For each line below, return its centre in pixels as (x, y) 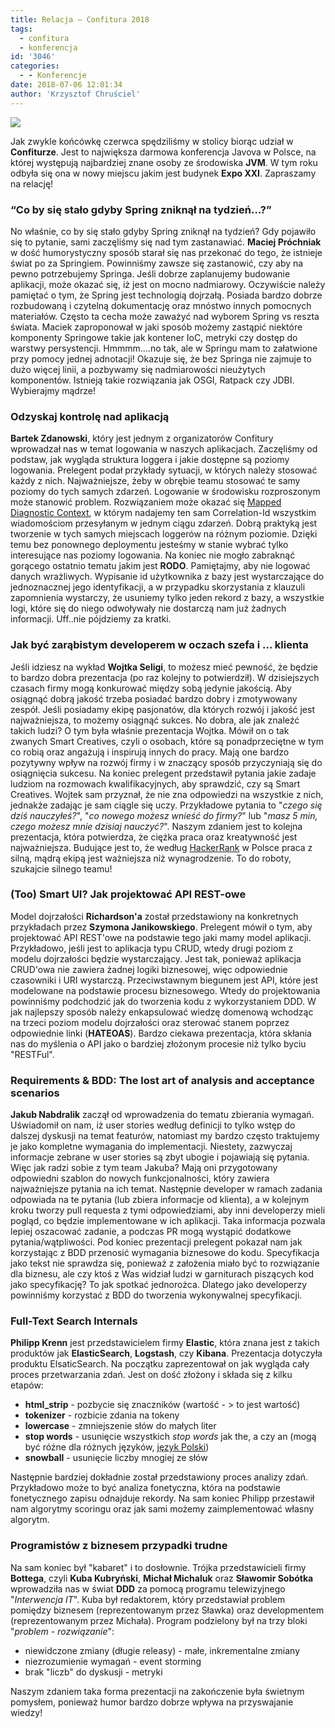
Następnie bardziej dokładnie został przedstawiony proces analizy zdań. (159, 1477)
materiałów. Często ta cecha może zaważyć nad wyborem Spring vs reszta (165, 316)
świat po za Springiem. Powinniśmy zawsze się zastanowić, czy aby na (157, 263)
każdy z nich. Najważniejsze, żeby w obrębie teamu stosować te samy (155, 481)
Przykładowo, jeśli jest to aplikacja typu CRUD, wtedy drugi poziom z (152, 948)
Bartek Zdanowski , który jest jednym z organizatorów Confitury (142, 438)
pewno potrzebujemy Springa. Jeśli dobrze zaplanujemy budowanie (150, 273)
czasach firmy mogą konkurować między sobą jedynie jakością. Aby (151, 688)
